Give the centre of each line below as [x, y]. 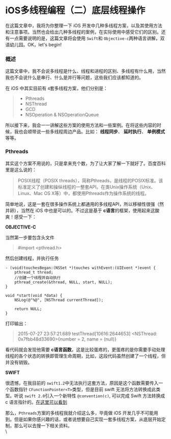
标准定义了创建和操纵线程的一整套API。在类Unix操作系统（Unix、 [87, 187]
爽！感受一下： [21, 216]
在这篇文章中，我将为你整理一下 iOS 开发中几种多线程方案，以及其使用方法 [84, 25]
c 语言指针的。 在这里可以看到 [36, 402]
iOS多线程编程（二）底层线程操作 [75, 10]
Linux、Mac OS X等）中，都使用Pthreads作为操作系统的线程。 [83, 193]
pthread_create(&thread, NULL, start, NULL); [64, 282]
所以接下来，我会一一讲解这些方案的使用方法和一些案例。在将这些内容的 [81, 125]
